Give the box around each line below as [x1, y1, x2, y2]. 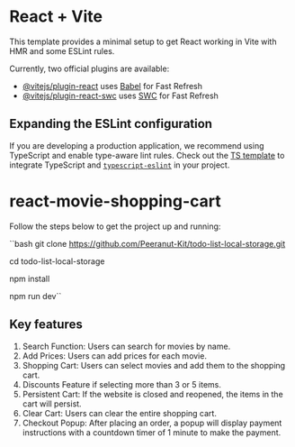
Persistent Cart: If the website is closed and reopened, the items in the [22, 388, 283, 399]
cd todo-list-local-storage [9, 255, 105, 267]
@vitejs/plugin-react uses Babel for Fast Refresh [22, 80, 203, 91]
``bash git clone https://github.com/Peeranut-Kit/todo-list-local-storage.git [9, 238, 286, 249]
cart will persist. [22, 398, 83, 409]
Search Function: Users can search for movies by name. [22, 341, 231, 351]
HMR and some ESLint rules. [9, 45, 115, 56]
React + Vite [9, 6, 103, 27]
